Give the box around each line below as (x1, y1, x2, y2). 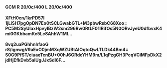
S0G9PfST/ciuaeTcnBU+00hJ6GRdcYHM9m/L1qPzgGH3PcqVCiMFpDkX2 (5, 52, 162, 58)
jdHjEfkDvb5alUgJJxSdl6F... (5, 57, 66, 63)
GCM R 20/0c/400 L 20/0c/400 (5, 4, 72, 10)
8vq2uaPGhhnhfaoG (5, 41, 49, 47)
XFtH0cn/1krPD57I (5, 15, 45, 21)
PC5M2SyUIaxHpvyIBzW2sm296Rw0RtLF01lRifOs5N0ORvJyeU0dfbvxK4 (5, 25, 163, 32)
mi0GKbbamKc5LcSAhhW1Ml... (5, 31, 73, 37)
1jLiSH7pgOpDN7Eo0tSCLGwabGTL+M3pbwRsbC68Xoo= (5, 20, 128, 26)
